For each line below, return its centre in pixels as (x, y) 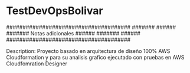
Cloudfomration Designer (37, 64)
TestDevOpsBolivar (55, 11)
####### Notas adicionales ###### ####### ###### (73, 33)
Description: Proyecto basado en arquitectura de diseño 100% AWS (88, 51)
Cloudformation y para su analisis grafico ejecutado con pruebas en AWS (95, 57)
